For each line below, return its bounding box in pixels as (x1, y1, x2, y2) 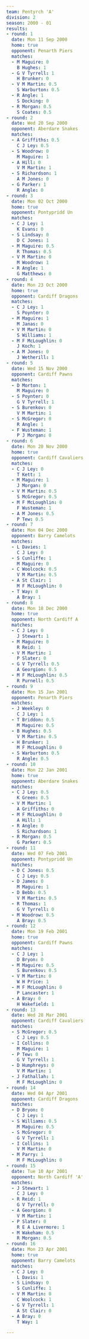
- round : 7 (6, 522, 33, 528)
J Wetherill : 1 (17, 354, 55, 360)
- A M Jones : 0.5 (11, 510, 55, 516)
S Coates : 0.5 (17, 109, 52, 115)
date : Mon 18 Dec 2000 (11, 605, 68, 612)
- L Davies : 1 (11, 544, 46, 550)
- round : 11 (6, 845, 36, 851)
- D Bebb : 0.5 (11, 890, 46, 896)
